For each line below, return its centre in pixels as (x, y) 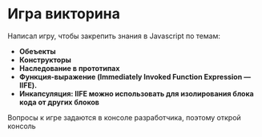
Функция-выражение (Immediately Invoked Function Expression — (135, 76)
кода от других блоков (59, 102)
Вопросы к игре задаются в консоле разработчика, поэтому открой (124, 117)
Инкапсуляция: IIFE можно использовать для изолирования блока (136, 93)
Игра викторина (64, 14)
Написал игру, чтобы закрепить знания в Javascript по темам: (114, 36)
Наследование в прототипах (69, 68)
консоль (22, 126)
